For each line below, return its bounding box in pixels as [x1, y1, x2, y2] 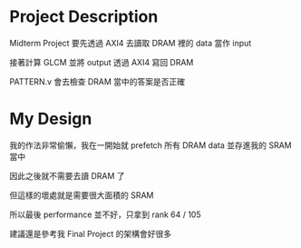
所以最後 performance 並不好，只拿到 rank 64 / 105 [9, 209, 201, 220]
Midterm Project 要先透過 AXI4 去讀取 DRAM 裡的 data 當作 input [9, 37, 252, 48]
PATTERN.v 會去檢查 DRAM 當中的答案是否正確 [9, 75, 186, 87]
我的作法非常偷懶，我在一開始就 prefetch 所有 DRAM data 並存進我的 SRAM [9, 139, 292, 151]
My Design [9, 109, 92, 129]
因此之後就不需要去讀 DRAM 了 [9, 170, 125, 181]
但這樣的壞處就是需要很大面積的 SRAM [9, 189, 154, 201]
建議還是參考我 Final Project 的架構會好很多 [9, 228, 172, 239]
